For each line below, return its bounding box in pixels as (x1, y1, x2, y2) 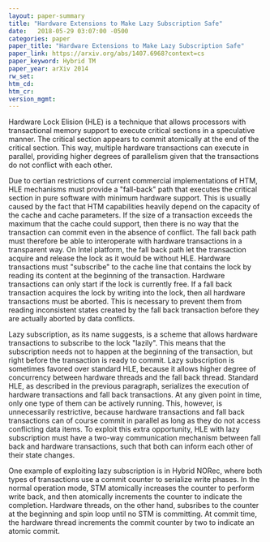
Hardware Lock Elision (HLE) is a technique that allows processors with (8, 117, 246, 127)
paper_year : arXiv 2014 (8, 65, 89, 73)
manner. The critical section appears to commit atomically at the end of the (8, 135, 259, 144)
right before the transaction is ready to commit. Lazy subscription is (8, 355, 235, 365)
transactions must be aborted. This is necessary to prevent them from (8, 297, 242, 307)
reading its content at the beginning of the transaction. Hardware (8, 271, 225, 281)
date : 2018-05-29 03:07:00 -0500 (8, 27, 129, 35)
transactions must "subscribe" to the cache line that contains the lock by (8, 262, 251, 272)
